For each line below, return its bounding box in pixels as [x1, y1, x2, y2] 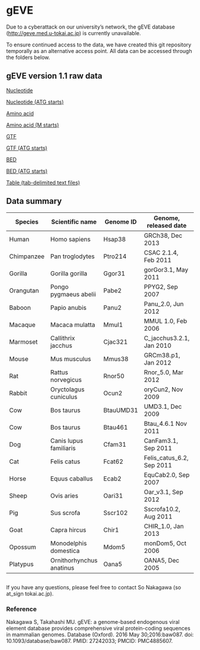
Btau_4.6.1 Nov [143, 419, 187, 428]
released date [146, 221, 187, 230]
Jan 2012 [143, 358, 171, 366]
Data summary [6, 196, 62, 206]
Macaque [9, 321, 36, 329]
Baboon [9, 303, 31, 312]
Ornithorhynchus [50, 556, 98, 564]
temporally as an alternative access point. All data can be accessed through [6, 47, 192, 54]
